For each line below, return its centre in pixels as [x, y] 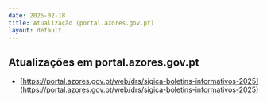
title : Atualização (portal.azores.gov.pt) [81, 23]
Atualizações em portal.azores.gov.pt [104, 62]
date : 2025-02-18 [37, 15]
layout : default [35, 30]
